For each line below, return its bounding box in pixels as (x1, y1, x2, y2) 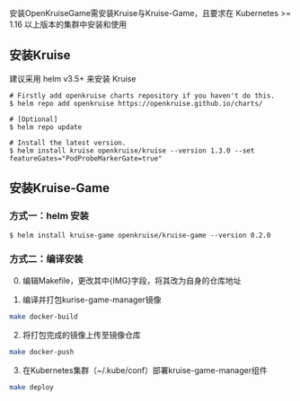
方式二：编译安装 (9, 253, 84, 266)
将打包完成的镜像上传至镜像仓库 (22, 329, 141, 340)
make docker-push (9, 347, 75, 356)
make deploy (9, 382, 54, 392)
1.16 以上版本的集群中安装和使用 (9, 19, 128, 30)
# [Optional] (9, 115, 58, 124)
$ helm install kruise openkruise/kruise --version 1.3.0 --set (9, 146, 255, 155)
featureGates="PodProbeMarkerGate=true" (9, 153, 163, 163)
